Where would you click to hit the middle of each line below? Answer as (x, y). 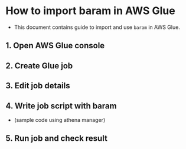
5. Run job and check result (56, 139)
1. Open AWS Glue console (55, 46)
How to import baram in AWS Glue (90, 11)
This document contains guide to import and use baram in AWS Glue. (97, 27)
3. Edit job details (38, 86)
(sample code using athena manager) (60, 120)
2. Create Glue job (39, 66)
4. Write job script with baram (61, 106)
